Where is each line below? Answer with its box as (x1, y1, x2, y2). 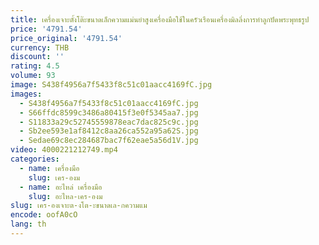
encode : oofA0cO (10, 210, 78, 220)
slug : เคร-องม (28, 172, 81, 183)
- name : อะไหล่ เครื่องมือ (19, 182, 103, 192)
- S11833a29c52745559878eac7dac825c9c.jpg (19, 117, 199, 127)
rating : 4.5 (10, 61, 60, 71)
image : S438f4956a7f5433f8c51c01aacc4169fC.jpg (10, 80, 213, 90)
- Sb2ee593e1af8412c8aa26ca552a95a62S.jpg (19, 126, 199, 136)
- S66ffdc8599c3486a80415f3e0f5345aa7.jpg (19, 107, 199, 118)
